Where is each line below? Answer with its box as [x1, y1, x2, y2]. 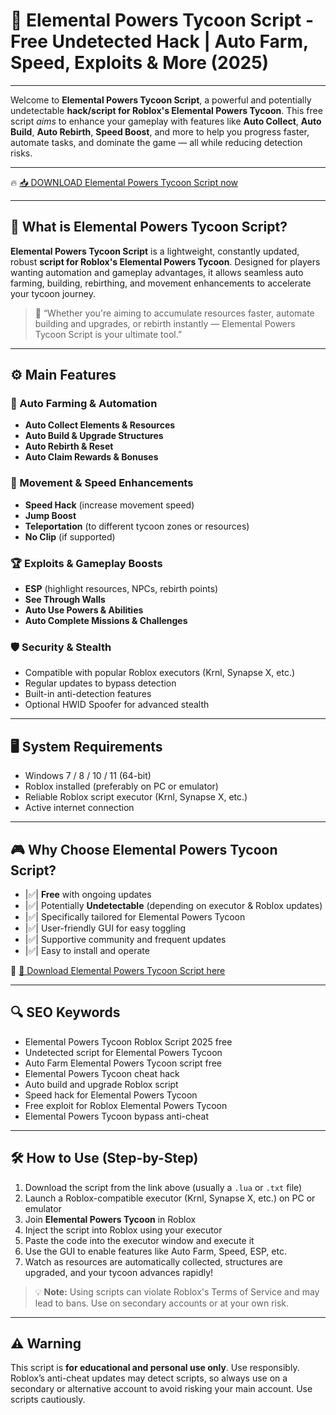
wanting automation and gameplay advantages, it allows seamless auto [10, 266, 304, 278]
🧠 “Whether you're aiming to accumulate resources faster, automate [34, 307, 315, 319]
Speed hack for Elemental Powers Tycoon [24, 1089, 198, 1101]
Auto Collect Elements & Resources [24, 419, 176, 431]
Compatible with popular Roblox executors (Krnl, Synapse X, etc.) [24, 667, 296, 679]
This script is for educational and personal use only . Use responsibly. [10, 1362, 300, 1374]
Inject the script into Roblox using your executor [24, 1224, 223, 1236]
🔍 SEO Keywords [10, 1004, 121, 1021]
